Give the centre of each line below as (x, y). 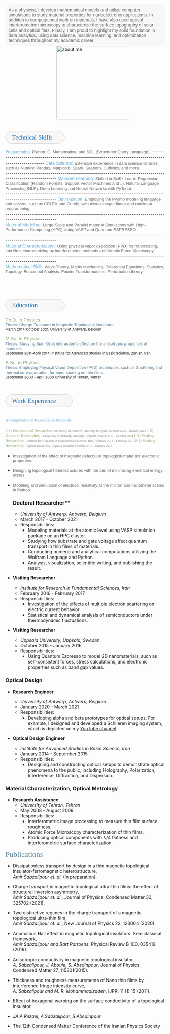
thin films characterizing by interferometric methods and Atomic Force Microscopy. (80, 251)
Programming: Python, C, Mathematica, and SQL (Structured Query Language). (78, 152)
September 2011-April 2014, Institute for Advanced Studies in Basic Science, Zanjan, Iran (78, 353)
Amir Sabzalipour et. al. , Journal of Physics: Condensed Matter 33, (83, 897)
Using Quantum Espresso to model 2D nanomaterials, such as (92, 656)
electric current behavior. (54, 609)
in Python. (22, 490)
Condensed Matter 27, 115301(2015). (50, 970)
